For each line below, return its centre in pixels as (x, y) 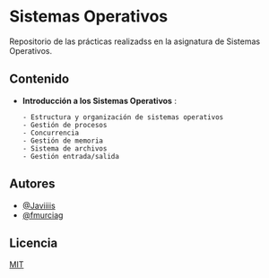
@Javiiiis (39, 205)
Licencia (34, 243)
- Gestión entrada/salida (70, 156)
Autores (32, 184)
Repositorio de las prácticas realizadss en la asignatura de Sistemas (135, 41)
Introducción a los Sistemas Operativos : (100, 100)
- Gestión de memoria (62, 141)
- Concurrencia (51, 133)
